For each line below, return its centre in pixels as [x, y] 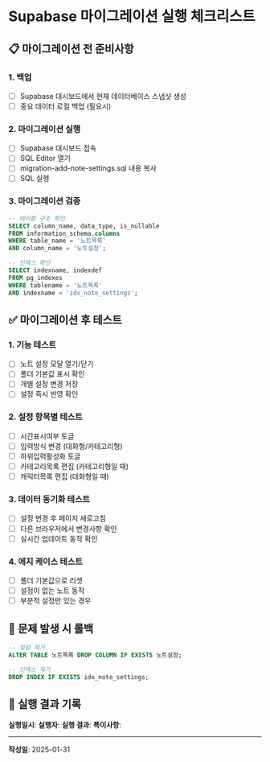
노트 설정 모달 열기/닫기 [57, 364]
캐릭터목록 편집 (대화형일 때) [65, 476]
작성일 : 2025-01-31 [39, 750]
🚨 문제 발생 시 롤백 [51, 628]
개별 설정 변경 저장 [49, 384]
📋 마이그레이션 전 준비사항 [71, 49]
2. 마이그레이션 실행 [45, 129]
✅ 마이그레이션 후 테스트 [65, 320]
